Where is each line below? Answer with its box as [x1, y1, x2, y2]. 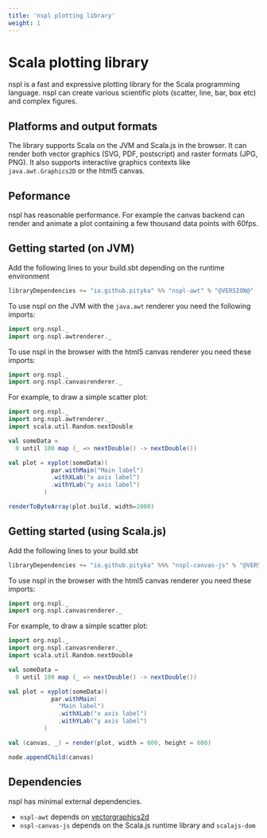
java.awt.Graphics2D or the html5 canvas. [8, 166, 145, 176]
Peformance [8, 189, 71, 203]
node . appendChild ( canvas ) [8, 753, 94, 761]
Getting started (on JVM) [8, 242, 135, 255]
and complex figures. [8, 96, 78, 106]
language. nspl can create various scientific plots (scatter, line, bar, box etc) [8, 88, 257, 98]
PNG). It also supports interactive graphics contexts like [8, 158, 191, 167]
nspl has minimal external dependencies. [8, 797, 142, 806]
